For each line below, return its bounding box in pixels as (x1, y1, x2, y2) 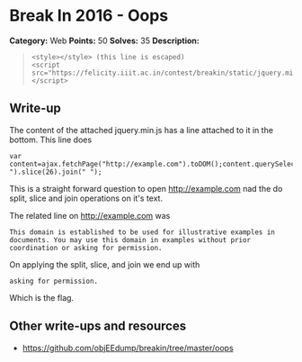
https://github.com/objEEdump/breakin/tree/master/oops (22, 342, 234, 353)
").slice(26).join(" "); (9, 167, 102, 176)
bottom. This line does (9, 134, 93, 145)
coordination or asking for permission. (9, 243, 164, 252)
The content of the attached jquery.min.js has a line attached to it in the (9, 124, 274, 135)
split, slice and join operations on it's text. (9, 193, 164, 204)
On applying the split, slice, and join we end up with (9, 258, 200, 270)
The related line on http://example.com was (9, 210, 171, 221)
